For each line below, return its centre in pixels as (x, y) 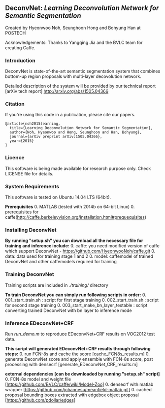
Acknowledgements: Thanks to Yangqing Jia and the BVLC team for (74, 42)
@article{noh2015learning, (33, 124)
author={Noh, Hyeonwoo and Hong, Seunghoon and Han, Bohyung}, (76, 133)
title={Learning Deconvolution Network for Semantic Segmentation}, (81, 128)
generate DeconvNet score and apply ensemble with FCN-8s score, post (79, 359)
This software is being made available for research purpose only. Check (78, 168)
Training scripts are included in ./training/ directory (57, 285)
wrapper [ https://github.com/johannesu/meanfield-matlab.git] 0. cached (78, 389)
